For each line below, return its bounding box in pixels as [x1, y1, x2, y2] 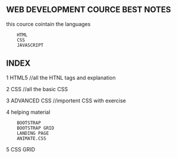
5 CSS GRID [6, 146, 36, 153]
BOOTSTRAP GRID [17, 125, 55, 131]
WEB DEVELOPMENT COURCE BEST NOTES [6, 5, 171, 15]
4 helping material [6, 108, 50, 115]
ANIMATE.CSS [17, 136, 46, 141]
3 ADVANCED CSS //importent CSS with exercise [6, 97, 127, 104]
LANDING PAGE [17, 130, 49, 136]
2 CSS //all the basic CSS [6, 85, 68, 92]
